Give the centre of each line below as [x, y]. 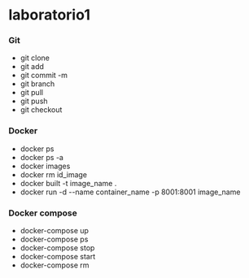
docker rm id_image [54, 174]
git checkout [41, 110]
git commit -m [44, 76]
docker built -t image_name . [68, 183]
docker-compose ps [54, 239]
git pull [31, 93]
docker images [45, 166]
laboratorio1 [50, 15]
